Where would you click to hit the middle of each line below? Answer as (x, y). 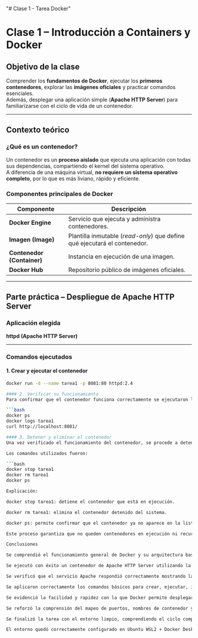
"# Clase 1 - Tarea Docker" (39, 9)
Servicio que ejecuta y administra (114, 219)
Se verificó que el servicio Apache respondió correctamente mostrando (96, 577)
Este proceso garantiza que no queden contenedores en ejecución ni (92, 534)
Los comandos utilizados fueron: (47, 453)
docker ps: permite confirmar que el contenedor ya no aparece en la (93, 523)
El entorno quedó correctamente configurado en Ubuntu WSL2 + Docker (93, 630)
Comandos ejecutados (39, 356)
